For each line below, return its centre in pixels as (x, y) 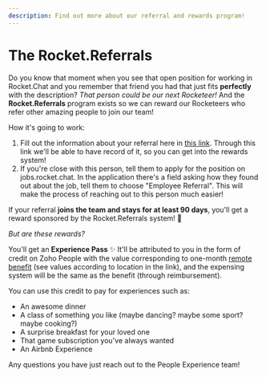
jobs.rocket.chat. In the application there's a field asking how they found (139, 176)
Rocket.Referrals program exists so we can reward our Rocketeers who (127, 103)
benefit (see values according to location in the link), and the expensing (127, 266)
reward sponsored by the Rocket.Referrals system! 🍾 (95, 218)
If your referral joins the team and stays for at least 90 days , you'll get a (128, 209)
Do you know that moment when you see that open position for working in (131, 78)
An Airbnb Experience (56, 349)
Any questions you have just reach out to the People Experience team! (124, 364)
